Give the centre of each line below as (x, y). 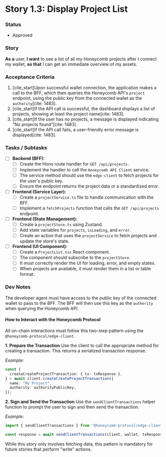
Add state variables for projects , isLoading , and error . (75, 230)
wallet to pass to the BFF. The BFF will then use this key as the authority (79, 303)
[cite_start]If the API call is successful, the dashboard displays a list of (83, 109)
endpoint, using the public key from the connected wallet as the (77, 98)
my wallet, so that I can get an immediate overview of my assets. (71, 64)
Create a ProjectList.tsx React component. (65, 252)
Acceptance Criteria (30, 77)
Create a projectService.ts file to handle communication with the (87, 197)
